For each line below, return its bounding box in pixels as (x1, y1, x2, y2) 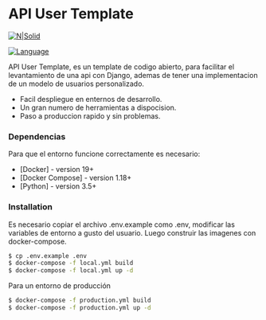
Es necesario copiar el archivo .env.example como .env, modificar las (8, 220, 235, 229)
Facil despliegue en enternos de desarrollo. (19, 94, 162, 103)
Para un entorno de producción (8, 281, 111, 291)
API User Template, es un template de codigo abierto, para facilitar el (8, 61, 235, 72)
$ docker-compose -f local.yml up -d (8, 267, 134, 275)
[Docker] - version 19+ (19, 165, 94, 174)
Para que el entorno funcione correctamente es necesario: (8, 149, 201, 159)
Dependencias (8, 131, 66, 142)
